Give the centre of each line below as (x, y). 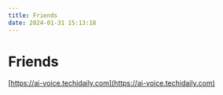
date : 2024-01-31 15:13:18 (52, 23)
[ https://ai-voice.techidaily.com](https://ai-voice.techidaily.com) (112, 83)
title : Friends (33, 15)
